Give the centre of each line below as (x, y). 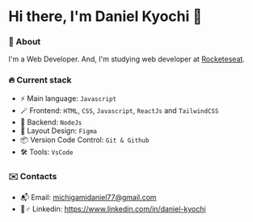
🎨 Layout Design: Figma (58, 130)
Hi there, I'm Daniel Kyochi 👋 (105, 17)
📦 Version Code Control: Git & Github (84, 140)
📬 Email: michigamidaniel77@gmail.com (88, 198)
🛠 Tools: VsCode (46, 152)
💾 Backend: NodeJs (51, 122)
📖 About (25, 42)
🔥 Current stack (40, 80)
